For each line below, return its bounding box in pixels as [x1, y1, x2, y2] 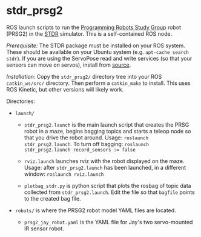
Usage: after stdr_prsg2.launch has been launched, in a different [24, 164, 186, 171]
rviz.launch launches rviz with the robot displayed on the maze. [24, 157, 185, 164]
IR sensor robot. [24, 225, 65, 232]
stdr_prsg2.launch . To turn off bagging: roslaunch [24, 140, 150, 147]
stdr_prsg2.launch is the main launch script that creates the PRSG [24, 121, 189, 128]
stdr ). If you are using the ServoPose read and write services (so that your [6, 55, 193, 62]
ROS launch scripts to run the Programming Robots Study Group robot [6, 24, 182, 31]
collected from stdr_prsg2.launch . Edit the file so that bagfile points [24, 189, 195, 196]
